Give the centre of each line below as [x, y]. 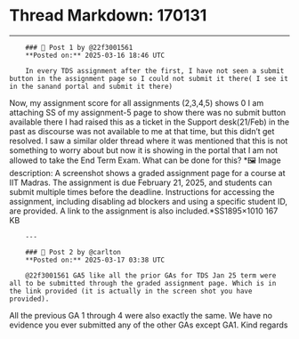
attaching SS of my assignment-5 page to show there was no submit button [148, 112]
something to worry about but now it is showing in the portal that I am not [144, 150]
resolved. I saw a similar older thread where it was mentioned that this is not [149, 141]
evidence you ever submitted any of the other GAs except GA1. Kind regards [149, 325]
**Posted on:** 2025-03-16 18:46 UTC [95, 55]
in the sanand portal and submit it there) [91, 86]
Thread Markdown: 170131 [108, 16]
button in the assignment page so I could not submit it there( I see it [149, 78]
